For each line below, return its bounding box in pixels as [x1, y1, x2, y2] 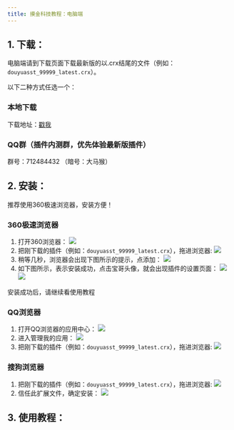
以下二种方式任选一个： [7, 83, 76, 91]
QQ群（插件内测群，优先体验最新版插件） [7, 140, 151, 150]
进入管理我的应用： [17, 334, 75, 342]
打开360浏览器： [17, 237, 68, 246]
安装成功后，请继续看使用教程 [7, 288, 95, 297]
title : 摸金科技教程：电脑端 [7, 10, 83, 18]
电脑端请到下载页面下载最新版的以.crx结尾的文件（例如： [7, 58, 175, 68]
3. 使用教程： [7, 411, 66, 424]
